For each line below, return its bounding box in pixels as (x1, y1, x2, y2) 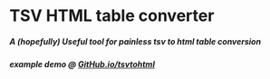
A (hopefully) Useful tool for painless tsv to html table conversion (9, 35, 261, 46)
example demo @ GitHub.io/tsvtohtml (9, 59, 156, 70)
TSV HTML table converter (9, 5, 215, 26)
